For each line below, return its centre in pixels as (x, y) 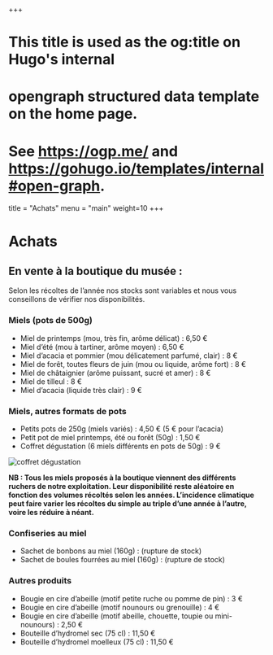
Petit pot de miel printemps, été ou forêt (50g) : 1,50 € (110, 437)
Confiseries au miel (48, 533)
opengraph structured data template (134, 96)
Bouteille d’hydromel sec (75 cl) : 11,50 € (88, 633)
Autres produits (40, 581)
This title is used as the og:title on (125, 42)
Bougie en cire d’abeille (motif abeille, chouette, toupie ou (117, 616)
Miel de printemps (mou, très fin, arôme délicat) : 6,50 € (114, 338)
